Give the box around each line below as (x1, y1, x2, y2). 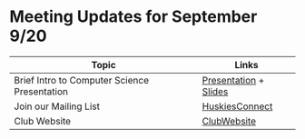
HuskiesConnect (202, 100, 273, 113)
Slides (202, 84, 229, 97)
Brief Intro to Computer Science (14, 74, 150, 86)
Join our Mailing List (14, 100, 100, 113)
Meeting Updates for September (9, 6, 258, 27)
